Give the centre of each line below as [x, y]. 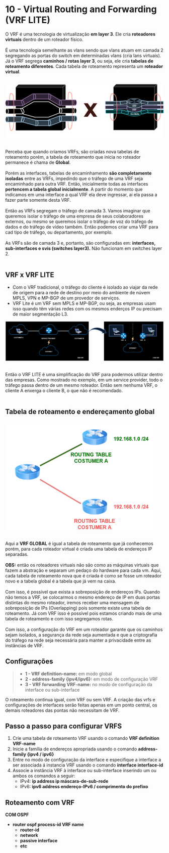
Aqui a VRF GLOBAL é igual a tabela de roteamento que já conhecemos [79, 543]
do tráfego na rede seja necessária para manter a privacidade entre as [78, 640]
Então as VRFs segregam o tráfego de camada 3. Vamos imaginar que [78, 210]
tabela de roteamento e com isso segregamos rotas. [59, 618]
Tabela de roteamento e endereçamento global [80, 412]
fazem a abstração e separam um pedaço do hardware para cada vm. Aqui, [83, 570]
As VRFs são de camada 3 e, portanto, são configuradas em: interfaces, [80, 243]
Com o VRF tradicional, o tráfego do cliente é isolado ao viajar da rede [85, 287]
